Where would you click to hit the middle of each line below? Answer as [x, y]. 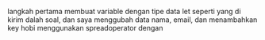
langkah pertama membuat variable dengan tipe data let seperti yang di [124, 11]
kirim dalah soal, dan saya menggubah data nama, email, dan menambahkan [132, 20]
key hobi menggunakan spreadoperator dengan [85, 28]
